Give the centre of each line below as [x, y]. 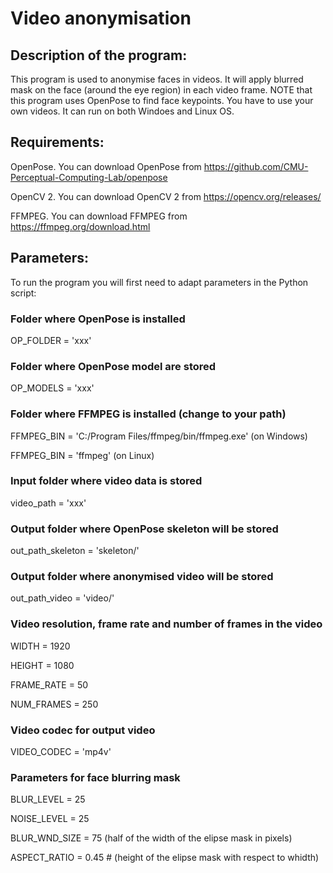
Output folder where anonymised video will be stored [142, 577]
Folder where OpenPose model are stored [113, 366]
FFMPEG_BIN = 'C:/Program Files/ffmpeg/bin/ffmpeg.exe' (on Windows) [159, 436]
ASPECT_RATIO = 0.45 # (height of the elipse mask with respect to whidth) [165, 858]
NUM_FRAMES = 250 [54, 704]
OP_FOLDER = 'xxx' [51, 340]
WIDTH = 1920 [40, 646]
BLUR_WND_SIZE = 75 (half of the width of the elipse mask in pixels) [151, 838]
